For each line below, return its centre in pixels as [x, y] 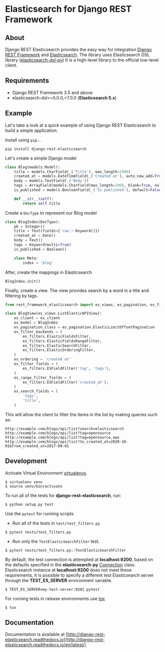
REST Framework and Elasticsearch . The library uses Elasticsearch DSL [77, 55]
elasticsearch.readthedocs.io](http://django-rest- [55, 640]
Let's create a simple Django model [41, 158]
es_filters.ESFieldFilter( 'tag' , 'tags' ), [67, 368]
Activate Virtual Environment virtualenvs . [46, 473]
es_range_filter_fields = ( [42, 378]
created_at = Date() [35, 236]
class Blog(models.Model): [33, 167]
